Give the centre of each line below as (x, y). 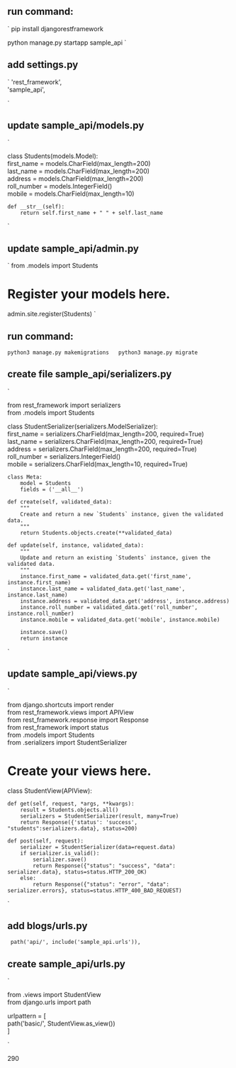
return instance (44, 638)
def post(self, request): (45, 841)
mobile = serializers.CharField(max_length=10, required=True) (97, 464)
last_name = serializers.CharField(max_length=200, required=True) (105, 441)
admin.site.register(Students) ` (52, 314)
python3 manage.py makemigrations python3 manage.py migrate (103, 352)
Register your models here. (89, 294)
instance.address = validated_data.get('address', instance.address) (125, 601)
